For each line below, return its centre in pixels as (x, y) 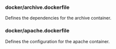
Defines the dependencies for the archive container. (58, 18)
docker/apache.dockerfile (37, 31)
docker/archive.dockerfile (37, 7)
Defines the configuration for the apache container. (58, 41)
